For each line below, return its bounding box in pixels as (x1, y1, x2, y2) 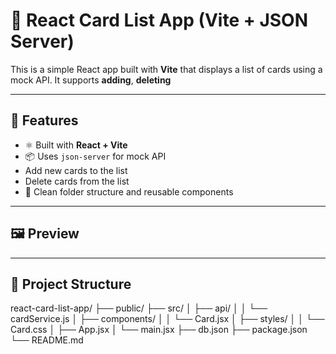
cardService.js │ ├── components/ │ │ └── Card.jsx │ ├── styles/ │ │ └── (10, 313, 325, 325)
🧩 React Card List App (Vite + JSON (10, 9, 308, 32)
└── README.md (10, 334, 84, 346)
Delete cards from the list (24, 175, 130, 187)
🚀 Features (10, 112, 79, 129)
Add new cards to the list (24, 164, 128, 176)
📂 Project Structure (10, 275, 132, 293)
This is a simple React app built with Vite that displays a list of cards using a (10, 63, 323, 75)
